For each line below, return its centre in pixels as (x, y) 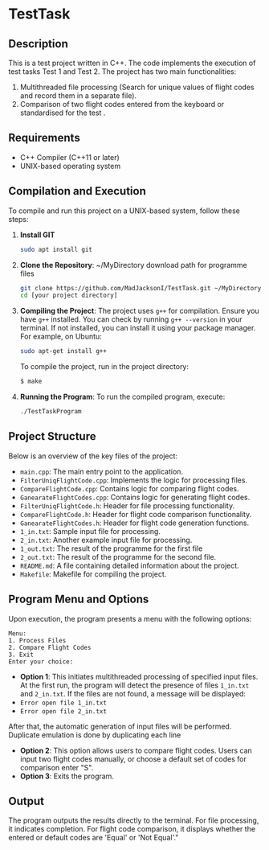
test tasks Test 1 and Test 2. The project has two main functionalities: (122, 72)
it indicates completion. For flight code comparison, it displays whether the (132, 829)
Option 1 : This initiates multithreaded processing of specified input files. (139, 676)
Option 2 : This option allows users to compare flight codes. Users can (136, 750)
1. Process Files (37, 640)
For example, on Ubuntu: (61, 337)
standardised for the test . (63, 113)
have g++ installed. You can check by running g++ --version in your (131, 319)
